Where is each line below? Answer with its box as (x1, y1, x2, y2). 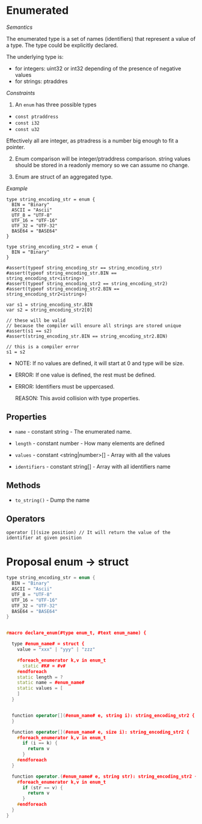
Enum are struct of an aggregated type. (14, 173, 113, 180)
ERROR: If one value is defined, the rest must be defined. (14, 371, 156, 378)
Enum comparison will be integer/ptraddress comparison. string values (14, 155, 191, 162)
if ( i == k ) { (22, 740, 58, 746)
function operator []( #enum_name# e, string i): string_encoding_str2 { (11, 712, 195, 719)
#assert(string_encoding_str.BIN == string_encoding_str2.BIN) (6, 333, 168, 339)
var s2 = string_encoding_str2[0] (6, 307, 93, 313)
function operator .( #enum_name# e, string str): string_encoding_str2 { (11, 773, 198, 779)
